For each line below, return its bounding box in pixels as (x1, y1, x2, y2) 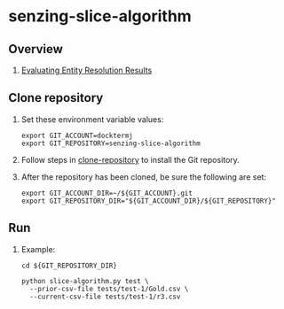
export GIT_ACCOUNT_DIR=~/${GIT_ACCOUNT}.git (20, 189, 193, 197)
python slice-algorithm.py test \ (20, 276, 149, 285)
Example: (20, 243, 56, 254)
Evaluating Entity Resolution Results (20, 65, 153, 75)
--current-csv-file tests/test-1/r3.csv (29, 292, 181, 301)
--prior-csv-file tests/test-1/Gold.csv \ (29, 284, 189, 293)
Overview (8, 42, 64, 57)
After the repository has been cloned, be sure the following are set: (20, 171, 267, 182)
